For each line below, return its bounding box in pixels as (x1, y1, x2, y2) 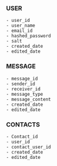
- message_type (6, 91, 43, 97)
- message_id (6, 76, 38, 82)
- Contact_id (6, 134, 38, 139)
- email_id (6, 28, 33, 34)
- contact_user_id (6, 144, 51, 150)
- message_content (6, 96, 51, 102)
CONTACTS (6, 120, 40, 128)
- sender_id (6, 81, 35, 87)
